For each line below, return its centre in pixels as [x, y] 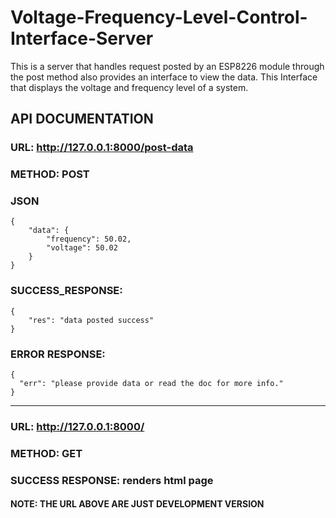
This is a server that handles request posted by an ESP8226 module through [167, 66]
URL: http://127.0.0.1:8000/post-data [102, 148]
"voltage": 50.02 [82, 248]
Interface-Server [82, 38]
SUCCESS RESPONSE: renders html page [112, 480]
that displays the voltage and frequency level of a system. [129, 87]
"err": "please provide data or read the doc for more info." [151, 384]
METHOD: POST [50, 174]
